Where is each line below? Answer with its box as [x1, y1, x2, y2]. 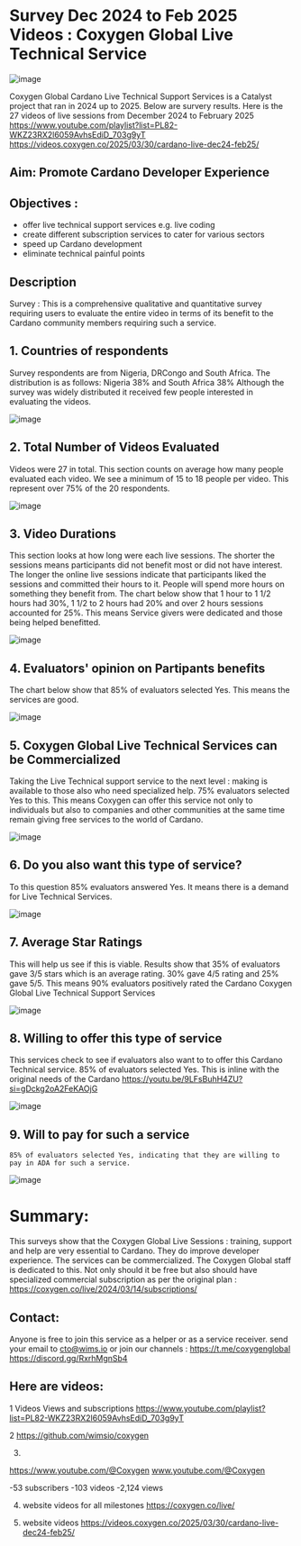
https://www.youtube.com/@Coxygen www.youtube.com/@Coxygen [9, 1465, 266, 1476]
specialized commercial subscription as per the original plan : [9, 1274, 237, 1285]
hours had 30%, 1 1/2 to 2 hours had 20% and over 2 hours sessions [9, 598, 264, 609]
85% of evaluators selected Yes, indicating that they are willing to [9, 1150, 280, 1160]
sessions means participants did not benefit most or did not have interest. [9, 559, 283, 570]
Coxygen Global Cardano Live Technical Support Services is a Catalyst [9, 91, 272, 102]
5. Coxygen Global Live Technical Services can [9, 738, 278, 753]
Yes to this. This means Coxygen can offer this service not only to [9, 795, 254, 806]
